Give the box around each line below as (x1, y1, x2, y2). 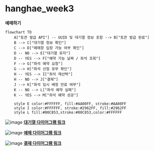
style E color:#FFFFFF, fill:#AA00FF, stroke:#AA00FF (14, 101, 126, 106)
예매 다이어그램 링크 (24, 129, 62, 136)
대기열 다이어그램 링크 (24, 119, 65, 125)
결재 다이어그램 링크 (24, 140, 62, 146)
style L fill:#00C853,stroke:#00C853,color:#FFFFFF (14, 110, 122, 115)
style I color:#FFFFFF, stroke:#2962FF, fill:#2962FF (14, 106, 126, 111)
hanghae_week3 (5, 3, 74, 14)
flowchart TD (5, 30, 32, 35)
